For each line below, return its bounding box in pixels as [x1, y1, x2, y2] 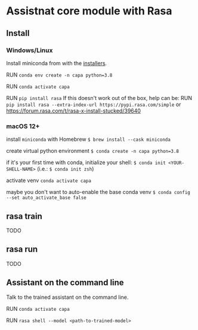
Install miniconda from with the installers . [6, 59, 107, 66]
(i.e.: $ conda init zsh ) [36, 165, 94, 172]
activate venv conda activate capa [6, 177, 91, 184]
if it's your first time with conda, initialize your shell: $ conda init [6, 159, 166, 166]
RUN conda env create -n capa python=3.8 [6, 71, 113, 78]
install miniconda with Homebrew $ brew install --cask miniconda [6, 136, 171, 143]
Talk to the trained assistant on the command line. [6, 293, 129, 301]
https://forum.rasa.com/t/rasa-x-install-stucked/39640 [6, 107, 141, 114]
